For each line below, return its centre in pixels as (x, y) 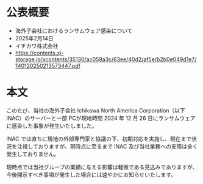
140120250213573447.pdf (48, 65)
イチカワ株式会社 (37, 46)
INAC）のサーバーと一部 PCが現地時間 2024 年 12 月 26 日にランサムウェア (101, 118)
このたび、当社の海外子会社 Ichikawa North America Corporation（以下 (96, 110)
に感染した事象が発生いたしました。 (52, 125)
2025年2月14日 (34, 38)
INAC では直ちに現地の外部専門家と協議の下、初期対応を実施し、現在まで (99, 139)
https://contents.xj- (39, 53)
